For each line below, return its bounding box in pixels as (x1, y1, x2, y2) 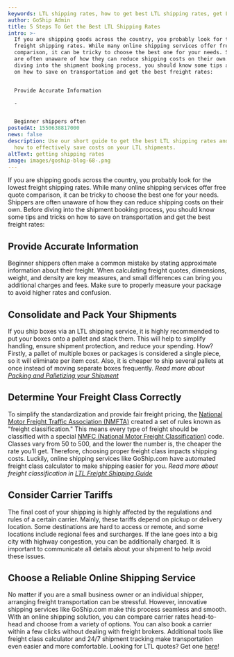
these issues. (8, 552, 46, 560)
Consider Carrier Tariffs (8, 489, 113, 501)
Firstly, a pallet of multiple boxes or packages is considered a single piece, (8, 349, 222, 357)
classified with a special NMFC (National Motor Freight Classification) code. (8, 432, 224, 440)
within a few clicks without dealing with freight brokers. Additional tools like (8, 627, 224, 636)
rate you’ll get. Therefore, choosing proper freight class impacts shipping (8, 446, 217, 455)
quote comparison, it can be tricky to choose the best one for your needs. (8, 190, 219, 199)
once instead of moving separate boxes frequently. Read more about (8, 364, 206, 372)
